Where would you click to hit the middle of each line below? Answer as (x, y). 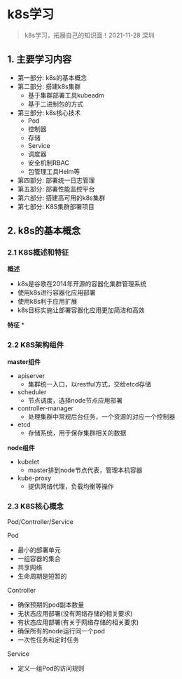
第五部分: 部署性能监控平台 (56, 189)
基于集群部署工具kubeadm (66, 95)
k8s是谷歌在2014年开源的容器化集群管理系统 (82, 284)
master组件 (24, 361)
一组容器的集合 (39, 559)
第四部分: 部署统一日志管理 (56, 180)
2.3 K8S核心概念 (36, 506)
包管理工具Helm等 (54, 171)
